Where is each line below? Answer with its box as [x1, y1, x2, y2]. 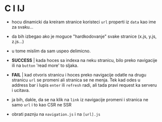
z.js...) [11, 38, 24, 44]
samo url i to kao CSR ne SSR [11, 102, 72, 107]
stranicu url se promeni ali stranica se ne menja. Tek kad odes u [11, 77, 141, 83]
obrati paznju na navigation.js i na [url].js [11, 111, 100, 117]
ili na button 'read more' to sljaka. [11, 62, 79, 68]
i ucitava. [11, 87, 30, 93]
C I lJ [4, 3, 25, 14]
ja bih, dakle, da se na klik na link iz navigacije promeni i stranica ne [11, 96, 148, 102]
